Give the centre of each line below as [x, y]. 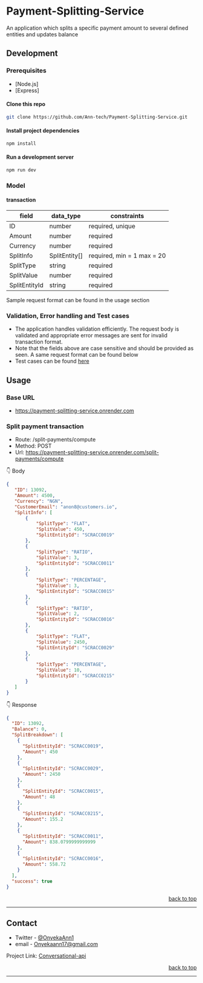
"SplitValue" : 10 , [59, 670]
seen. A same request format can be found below [77, 355]
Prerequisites [26, 71]
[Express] [27, 90]
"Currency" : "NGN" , [39, 501]
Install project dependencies [43, 131]
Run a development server [40, 157]
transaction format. [39, 342]
